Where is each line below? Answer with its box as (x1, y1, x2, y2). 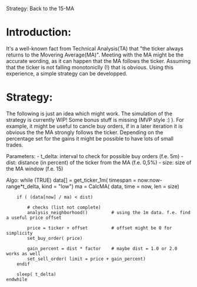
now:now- (138, 176, 163, 183)
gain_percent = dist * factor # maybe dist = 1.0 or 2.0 (27, 245, 178, 252)
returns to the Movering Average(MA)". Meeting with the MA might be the (6, 51, 184, 58)
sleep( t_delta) (16, 271, 57, 277)
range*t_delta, (6, 182, 41, 190)
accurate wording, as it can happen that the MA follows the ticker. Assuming (6, 57, 191, 64)
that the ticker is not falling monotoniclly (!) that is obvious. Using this (6, 64, 173, 71)
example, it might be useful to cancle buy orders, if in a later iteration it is (6, 122, 183, 129)
